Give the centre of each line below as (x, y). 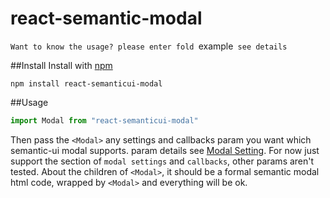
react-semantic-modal (106, 18)
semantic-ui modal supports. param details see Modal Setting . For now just (165, 150)
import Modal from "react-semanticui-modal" (104, 120)
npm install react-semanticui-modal (86, 83)
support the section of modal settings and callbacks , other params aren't (162, 161)
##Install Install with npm (61, 65)
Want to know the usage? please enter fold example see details (149, 46)
